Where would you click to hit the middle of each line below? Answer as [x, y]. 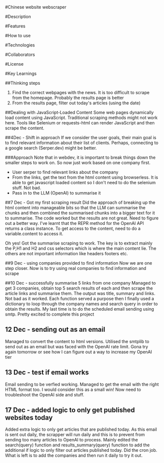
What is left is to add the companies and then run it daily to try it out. [74, 456]
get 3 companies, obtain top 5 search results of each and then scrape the [79, 288]
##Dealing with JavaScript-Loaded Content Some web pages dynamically [79, 112]
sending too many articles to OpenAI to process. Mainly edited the [72, 440]
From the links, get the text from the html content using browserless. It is [85, 177]
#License [14, 64]
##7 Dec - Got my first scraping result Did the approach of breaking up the [80, 202]
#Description [18, 16]
